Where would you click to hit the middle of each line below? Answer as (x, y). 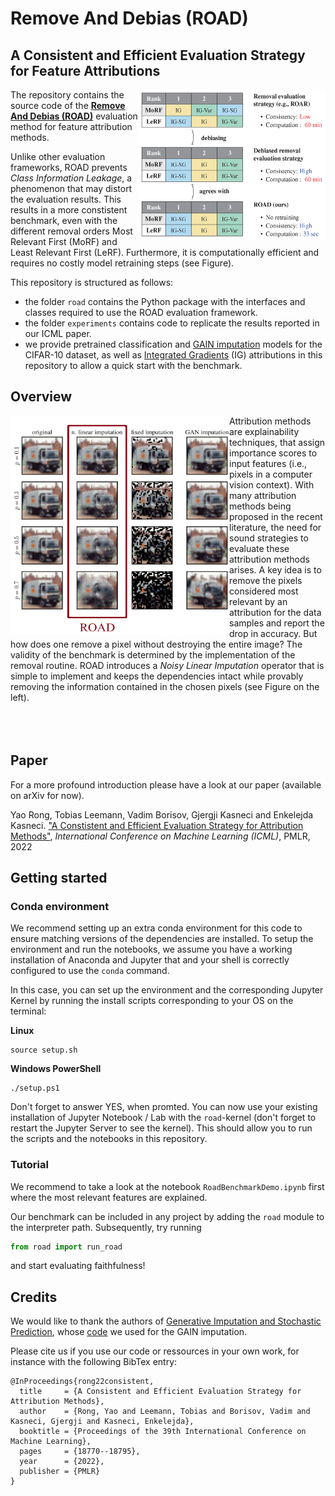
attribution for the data (275, 612)
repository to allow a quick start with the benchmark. (133, 365)
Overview (41, 397)
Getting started (59, 878)
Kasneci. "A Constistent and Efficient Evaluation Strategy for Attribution (157, 825)
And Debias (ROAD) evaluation (74, 116)
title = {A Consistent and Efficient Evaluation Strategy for (160, 1392)
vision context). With (272, 484)
